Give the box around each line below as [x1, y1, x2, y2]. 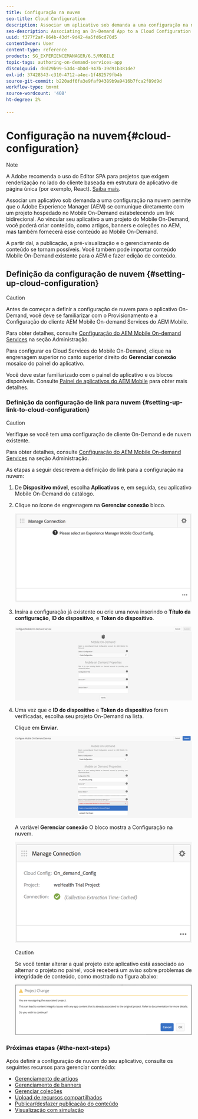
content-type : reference [6, 47, 67, 53]
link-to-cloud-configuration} [6, 406, 90, 414]
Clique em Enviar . [14, 724, 59, 732]
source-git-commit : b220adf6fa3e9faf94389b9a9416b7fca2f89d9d [6, 78, 162, 84]
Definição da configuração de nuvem [6, 269, 146, 279]
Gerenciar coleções [14, 1087, 63, 1095]
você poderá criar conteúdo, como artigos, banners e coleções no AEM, [6, 221, 181, 229]
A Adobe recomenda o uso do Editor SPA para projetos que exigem [6, 172, 169, 180]
